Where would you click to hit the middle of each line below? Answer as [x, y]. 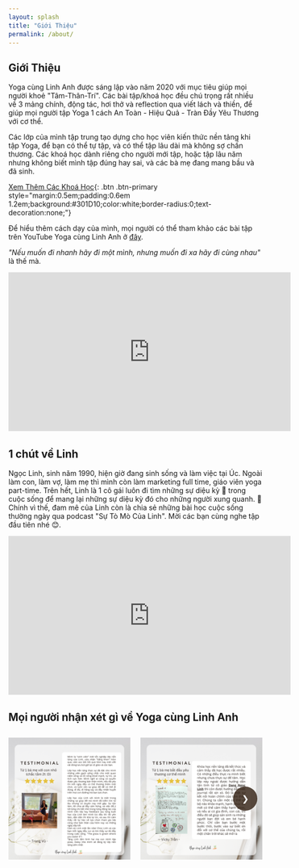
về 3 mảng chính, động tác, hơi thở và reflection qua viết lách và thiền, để [130, 104]
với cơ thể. [26, 122]
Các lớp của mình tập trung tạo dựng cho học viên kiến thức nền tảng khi [130, 137]
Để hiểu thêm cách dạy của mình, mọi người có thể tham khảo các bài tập [131, 228]
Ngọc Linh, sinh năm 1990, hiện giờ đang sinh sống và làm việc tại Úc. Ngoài [135, 473]
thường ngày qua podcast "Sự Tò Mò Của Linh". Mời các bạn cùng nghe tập [134, 516]
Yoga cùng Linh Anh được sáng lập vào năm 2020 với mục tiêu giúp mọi [128, 87]
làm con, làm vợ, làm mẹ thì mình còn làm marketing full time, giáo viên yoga [135, 482]
